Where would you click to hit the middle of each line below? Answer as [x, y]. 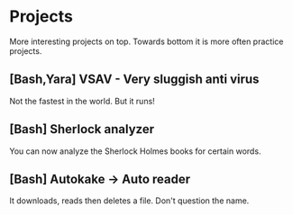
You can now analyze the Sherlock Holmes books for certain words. [135, 151]
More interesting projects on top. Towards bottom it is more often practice [146, 41]
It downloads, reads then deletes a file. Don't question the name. [129, 201]
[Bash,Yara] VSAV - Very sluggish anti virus [134, 80]
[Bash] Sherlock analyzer [82, 129]
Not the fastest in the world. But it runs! [82, 101]
